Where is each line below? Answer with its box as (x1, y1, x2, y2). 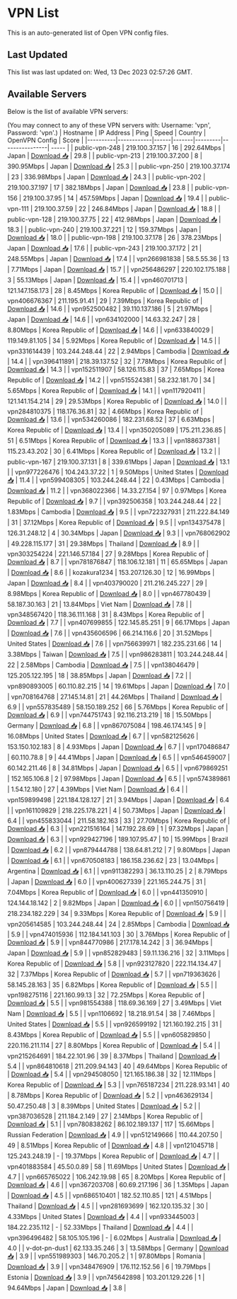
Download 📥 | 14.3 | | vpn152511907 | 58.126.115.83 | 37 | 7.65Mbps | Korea (7, 365, 225, 373)
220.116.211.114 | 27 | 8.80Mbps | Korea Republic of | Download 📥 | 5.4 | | (7, 1041, 221, 1049)
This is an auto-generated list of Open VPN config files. (7, 28, 168, 37)
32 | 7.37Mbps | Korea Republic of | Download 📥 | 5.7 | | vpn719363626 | (7, 970, 221, 978)
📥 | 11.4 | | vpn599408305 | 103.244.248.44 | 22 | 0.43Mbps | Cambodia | (7, 476, 225, 484)
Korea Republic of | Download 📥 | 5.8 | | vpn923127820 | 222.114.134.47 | (7, 959, 221, 968)
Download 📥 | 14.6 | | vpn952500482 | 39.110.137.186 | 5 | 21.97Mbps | (7, 304, 212, 313)
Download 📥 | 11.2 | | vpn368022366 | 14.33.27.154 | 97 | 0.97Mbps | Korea (7, 486, 227, 495)
